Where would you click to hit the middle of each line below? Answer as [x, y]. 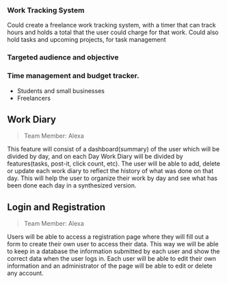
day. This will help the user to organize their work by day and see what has [112, 178]
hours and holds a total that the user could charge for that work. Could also [113, 32]
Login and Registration [56, 207]
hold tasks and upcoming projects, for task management [86, 40]
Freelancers [34, 98]
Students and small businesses [61, 90]
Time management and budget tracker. [73, 76]
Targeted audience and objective [63, 57]
